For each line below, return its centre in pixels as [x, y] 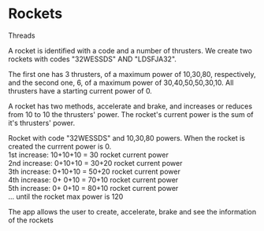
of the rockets [31, 220]
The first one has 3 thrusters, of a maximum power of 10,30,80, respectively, [132, 74]
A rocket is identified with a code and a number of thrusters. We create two [130, 50]
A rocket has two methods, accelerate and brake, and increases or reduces [130, 106]
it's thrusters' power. [42, 123]
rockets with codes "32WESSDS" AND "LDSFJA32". [93, 59]
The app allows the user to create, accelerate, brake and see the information [132, 211]
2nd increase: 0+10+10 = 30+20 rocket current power [95, 163]
